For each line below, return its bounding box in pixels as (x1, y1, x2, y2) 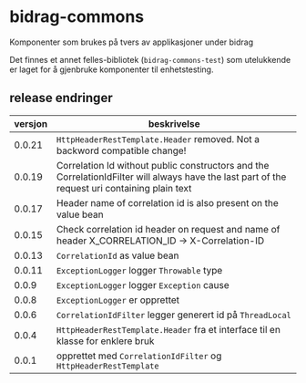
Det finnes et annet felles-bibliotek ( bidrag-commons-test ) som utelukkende (9, 54, 291, 65)
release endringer (9, 90, 113, 106)
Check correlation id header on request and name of (56, 223, 280, 235)
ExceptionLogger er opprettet (56, 294, 180, 306)
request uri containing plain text (56, 181, 192, 194)
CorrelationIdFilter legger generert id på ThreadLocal (56, 308, 291, 321)
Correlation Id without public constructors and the (56, 159, 270, 171)
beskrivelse (148, 117, 200, 129)
